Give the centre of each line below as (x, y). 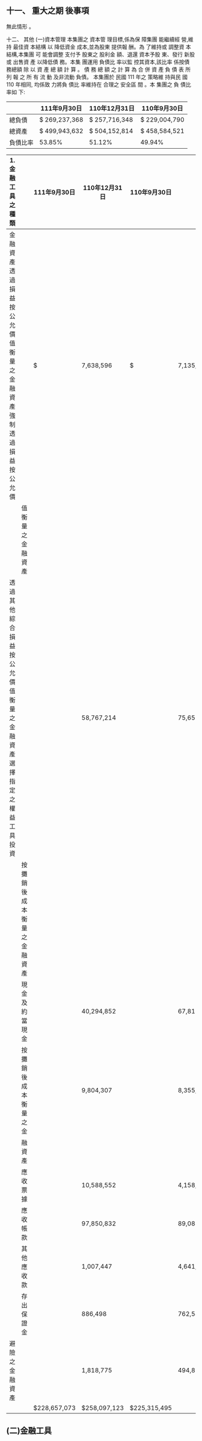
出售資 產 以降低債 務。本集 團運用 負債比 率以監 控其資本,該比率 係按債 (101, 61)
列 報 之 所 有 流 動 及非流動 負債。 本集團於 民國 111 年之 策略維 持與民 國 (97, 76)
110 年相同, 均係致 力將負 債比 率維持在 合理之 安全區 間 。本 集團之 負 (93, 84)
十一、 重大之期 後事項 (47, 11)
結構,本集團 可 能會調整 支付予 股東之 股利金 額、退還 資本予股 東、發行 (95, 54)
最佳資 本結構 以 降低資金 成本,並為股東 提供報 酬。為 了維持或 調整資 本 (102, 46)
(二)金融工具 (29, 1431)
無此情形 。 (20, 26)
